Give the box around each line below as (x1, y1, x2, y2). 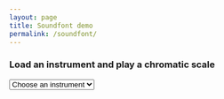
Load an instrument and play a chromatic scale (9, 58, 216, 71)
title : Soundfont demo (9, 21, 93, 30)
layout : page (9, 12, 58, 22)
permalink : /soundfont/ (9, 29, 98, 38)
